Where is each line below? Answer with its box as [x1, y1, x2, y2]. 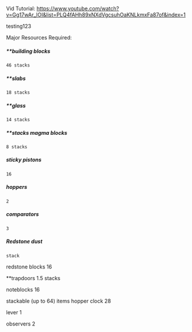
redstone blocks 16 [6, 263, 52, 270]
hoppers [6, 184, 28, 191]
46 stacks [6, 62, 31, 68]
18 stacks [6, 89, 31, 95]
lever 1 [6, 308, 22, 316]
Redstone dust [6, 238, 43, 245]
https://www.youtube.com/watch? [36, 5, 120, 12]
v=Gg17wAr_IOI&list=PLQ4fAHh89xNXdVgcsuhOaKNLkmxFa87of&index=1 [6, 11, 186, 18]
